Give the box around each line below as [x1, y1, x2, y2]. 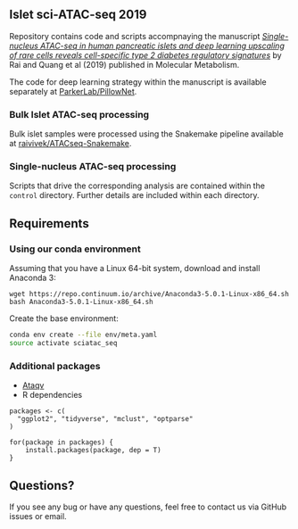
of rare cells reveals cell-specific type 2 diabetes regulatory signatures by [9, 49, 283, 61]
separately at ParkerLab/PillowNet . [9, 86, 137, 96]
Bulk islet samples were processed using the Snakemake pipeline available [9, 128, 284, 139]
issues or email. [9, 510, 67, 521]
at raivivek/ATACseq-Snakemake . [9, 138, 132, 149]
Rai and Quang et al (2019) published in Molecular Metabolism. [9, 59, 240, 70]
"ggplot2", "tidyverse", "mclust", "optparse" [17, 415, 194, 424]
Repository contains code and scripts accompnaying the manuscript [9, 30, 261, 41]
